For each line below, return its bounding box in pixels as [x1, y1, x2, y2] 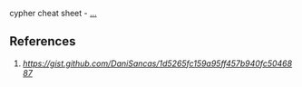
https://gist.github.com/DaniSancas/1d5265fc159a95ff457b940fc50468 [22, 58, 293, 69]
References [9, 34, 76, 49]
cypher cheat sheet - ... [9, 8, 97, 18]
